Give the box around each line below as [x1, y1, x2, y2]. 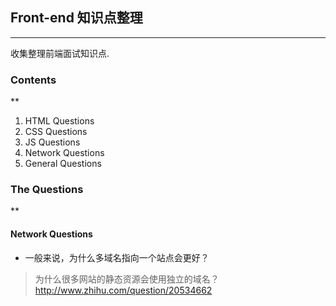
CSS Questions [24, 126, 88, 138]
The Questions [10, 183, 84, 197]
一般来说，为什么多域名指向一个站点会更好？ [24, 251, 210, 263]
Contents [10, 73, 57, 87]
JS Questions [24, 136, 81, 148]
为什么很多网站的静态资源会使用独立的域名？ [34, 273, 220, 285]
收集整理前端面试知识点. [10, 47, 110, 59]
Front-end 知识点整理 [10, 9, 143, 27]
